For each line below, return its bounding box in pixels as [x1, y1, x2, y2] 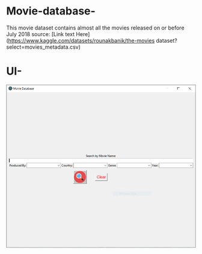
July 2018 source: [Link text [6, 30, 75, 37]
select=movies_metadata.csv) [6, 43, 81, 51]
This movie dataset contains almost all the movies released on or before [6, 24, 185, 31]
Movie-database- [6, 4, 96, 18]
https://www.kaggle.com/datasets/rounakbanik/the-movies [8, 37, 155, 44]
